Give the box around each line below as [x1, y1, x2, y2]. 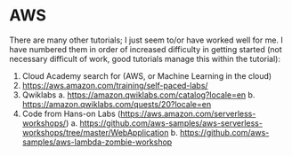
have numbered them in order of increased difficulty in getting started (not [9, 43, 282, 54]
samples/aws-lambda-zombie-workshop [21, 136, 173, 147]
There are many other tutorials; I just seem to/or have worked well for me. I [9, 35, 283, 45]
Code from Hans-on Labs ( [21, 108, 121, 119]
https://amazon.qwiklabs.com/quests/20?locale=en [21, 98, 212, 109]
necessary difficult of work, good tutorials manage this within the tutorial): [9, 53, 280, 64]
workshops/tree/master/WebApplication [21, 127, 169, 137]
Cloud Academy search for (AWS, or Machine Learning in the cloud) [21, 70, 272, 81]
